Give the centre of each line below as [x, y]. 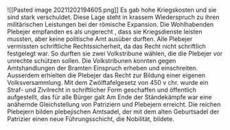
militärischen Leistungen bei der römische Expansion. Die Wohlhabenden [111, 24]
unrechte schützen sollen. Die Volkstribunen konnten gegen [92, 61]
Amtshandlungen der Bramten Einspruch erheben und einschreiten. [102, 68]
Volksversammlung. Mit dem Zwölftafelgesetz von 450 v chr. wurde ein [108, 82]
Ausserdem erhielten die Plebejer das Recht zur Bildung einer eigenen [106, 75]
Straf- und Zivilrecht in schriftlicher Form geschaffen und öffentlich [102, 90]
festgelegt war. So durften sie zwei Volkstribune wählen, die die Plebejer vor [115, 53]
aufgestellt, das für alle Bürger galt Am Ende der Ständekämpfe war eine [110, 97]
